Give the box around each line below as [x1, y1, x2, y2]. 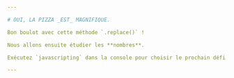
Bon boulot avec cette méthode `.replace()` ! [7, 29, 145, 36]
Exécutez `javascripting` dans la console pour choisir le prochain [7, 54, 210, 61]
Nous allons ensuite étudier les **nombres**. [7, 41, 145, 49]
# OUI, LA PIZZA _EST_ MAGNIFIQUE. [7, 16, 111, 23]
